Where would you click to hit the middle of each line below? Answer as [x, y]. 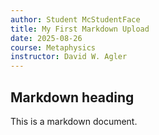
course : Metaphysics [53, 47]
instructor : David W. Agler [69, 57]
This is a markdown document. [74, 121]
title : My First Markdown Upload [80, 29]
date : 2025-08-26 [46, 38]
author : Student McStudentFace [75, 19]
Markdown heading [72, 97]
